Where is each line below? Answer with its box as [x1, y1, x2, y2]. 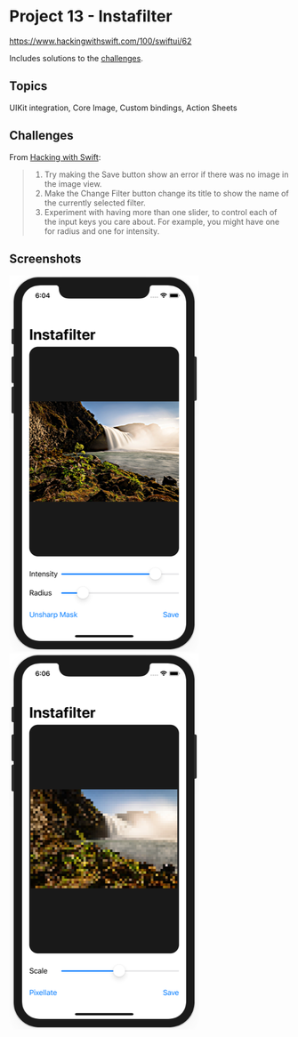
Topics [9, 78, 48, 94]
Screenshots [9, 251, 82, 266]
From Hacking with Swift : [9, 151, 101, 162]
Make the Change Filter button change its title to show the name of [44, 188, 289, 198]
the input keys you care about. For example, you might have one [44, 216, 280, 227]
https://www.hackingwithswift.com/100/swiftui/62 [9, 36, 192, 46]
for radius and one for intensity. [44, 225, 160, 237]
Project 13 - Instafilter [9, 6, 173, 27]
